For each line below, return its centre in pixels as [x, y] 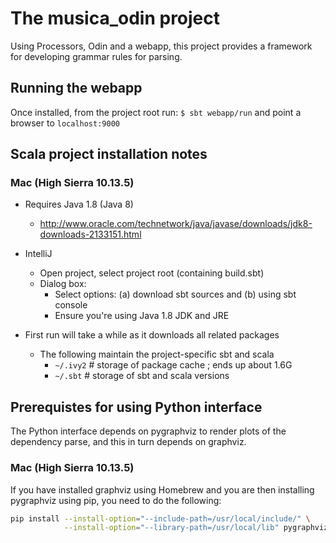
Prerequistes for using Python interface [136, 407]
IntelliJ [38, 254]
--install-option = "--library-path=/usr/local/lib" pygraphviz [196, 528]
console [71, 305]
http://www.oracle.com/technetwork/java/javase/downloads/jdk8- [176, 224]
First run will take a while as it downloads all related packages [152, 335]
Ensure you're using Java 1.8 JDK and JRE [142, 316]
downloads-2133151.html [90, 234]
